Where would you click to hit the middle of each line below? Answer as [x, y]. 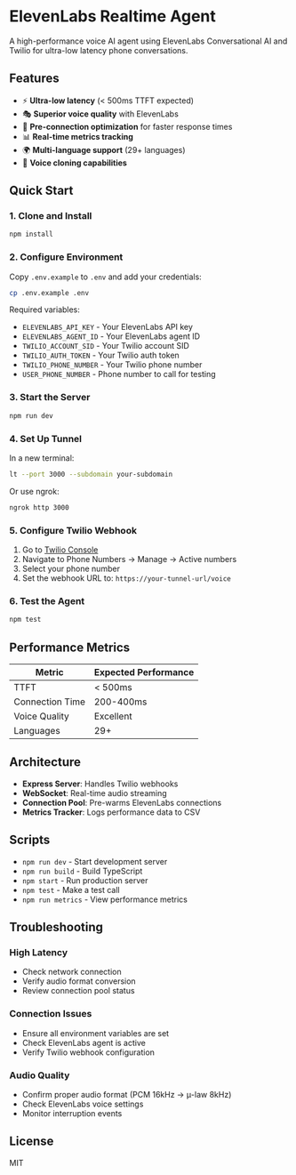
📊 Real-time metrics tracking [77, 136]
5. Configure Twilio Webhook [73, 530]
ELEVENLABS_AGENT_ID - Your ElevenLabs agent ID [111, 336]
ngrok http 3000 [39, 507]
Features [34, 79]
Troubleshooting [56, 927]
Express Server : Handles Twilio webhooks [100, 784]
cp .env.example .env [49, 293]
